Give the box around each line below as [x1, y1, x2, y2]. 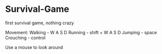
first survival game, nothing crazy [5, 20, 74, 26]
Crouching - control [5, 35, 46, 41]
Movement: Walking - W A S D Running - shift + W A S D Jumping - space [5, 29, 157, 35]
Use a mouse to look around [5, 44, 63, 50]
